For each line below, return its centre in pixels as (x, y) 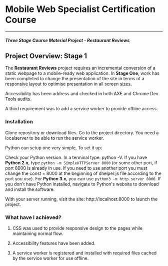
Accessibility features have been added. (54, 243)
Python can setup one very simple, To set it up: (54, 148)
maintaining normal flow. (38, 233)
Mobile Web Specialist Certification (80, 9)
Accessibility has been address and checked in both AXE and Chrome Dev (82, 94)
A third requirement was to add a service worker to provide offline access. (82, 109)
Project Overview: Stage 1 (46, 56)
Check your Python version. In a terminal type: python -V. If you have (76, 157)
